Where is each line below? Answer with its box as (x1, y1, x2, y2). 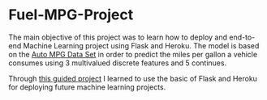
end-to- (229, 32, 256, 42)
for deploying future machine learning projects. (8, 82, 166, 92)
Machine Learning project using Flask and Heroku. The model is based (23, 40, 260, 50)
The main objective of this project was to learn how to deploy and (8, 32, 228, 42)
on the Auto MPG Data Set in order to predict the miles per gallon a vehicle (8, 49, 258, 59)
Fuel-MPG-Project (8, 6, 134, 24)
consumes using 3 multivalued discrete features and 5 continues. (8, 58, 227, 68)
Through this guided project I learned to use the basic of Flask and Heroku (8, 73, 258, 83)
